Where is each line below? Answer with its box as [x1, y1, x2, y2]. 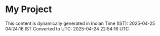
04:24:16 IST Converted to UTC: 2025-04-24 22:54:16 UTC [5, 25, 129, 31]
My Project [5, 4, 52, 15]
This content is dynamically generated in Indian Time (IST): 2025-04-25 [5, 20, 155, 26]
